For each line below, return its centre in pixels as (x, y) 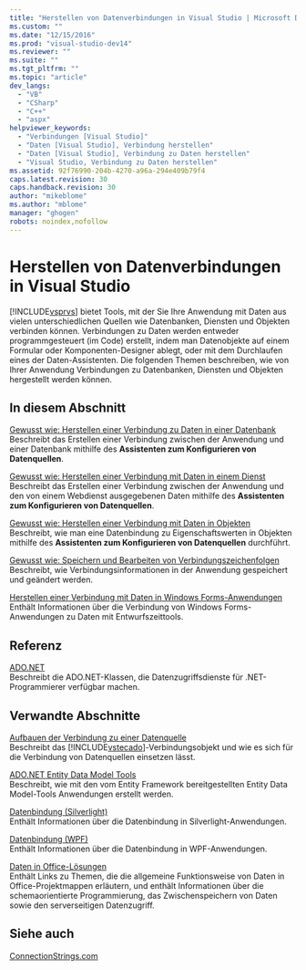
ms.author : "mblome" (49, 205)
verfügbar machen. (104, 687)
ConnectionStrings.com (54, 955)
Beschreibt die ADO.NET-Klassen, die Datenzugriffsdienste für (127, 677)
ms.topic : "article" (49, 78)
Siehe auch (42, 934)
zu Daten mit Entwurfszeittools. (125, 617)
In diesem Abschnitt (67, 407)
